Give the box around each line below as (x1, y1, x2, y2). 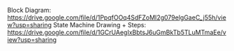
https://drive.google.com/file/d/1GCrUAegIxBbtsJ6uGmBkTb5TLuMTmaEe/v (7, 28, 227, 36)
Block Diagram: (7, 6, 51, 14)
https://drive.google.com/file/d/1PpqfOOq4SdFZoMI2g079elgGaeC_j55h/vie (7, 13, 227, 22)
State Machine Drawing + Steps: (53, 21, 147, 29)
